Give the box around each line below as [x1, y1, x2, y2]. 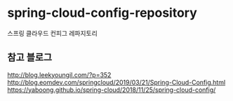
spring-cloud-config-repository [7, 5, 198, 21]
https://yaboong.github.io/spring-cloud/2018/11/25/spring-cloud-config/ [7, 86, 216, 94]
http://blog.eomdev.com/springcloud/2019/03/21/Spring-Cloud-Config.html [7, 78, 226, 86]
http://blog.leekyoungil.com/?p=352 [7, 70, 112, 79]
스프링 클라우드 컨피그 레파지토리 [7, 29, 98, 37]
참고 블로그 [7, 51, 53, 64]
